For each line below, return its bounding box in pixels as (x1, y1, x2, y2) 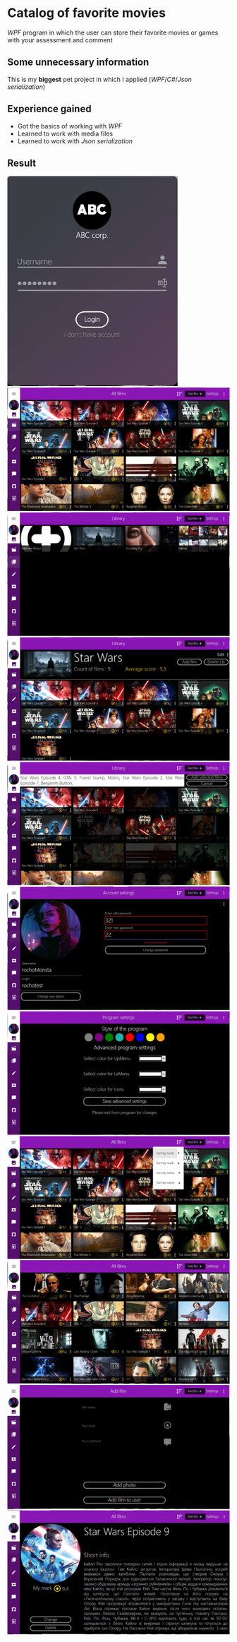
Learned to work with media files (17, 129, 114, 138)
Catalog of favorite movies (7, 5, 166, 21)
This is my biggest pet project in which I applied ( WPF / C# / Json (7, 75, 192, 83)
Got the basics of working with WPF (17, 121, 122, 130)
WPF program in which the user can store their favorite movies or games (7, 28, 219, 37)
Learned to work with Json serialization (17, 136, 133, 145)
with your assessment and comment (7, 35, 113, 44)
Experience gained (7, 103, 92, 115)
